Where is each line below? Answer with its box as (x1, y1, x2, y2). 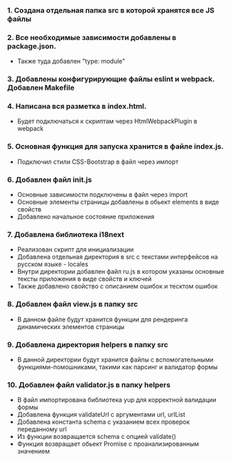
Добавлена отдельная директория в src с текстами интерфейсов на (17, 253, 219, 261)
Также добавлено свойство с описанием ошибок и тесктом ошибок (17, 282, 219, 290)
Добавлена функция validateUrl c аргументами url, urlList (17, 411, 185, 419)
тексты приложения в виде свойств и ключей (17, 275, 152, 283)
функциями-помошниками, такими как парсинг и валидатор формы (17, 362, 219, 371)
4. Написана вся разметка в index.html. (7, 102, 147, 111)
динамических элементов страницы (17, 322, 125, 330)
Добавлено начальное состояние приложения (17, 213, 155, 221)
